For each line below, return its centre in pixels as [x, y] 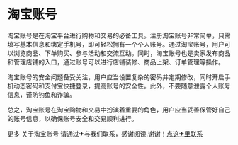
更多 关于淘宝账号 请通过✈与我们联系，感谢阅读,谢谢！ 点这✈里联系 [105, 133]
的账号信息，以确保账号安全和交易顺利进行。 [73, 118]
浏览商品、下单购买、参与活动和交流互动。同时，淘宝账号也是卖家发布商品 [122, 53]
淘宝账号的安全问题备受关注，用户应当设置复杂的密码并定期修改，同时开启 [116, 77]
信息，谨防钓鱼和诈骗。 [41, 94]
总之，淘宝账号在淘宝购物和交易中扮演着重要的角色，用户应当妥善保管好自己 [119, 110]
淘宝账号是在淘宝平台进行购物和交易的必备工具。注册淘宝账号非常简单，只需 [119, 35]
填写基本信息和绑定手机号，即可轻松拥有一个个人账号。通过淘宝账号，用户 [116, 44]
